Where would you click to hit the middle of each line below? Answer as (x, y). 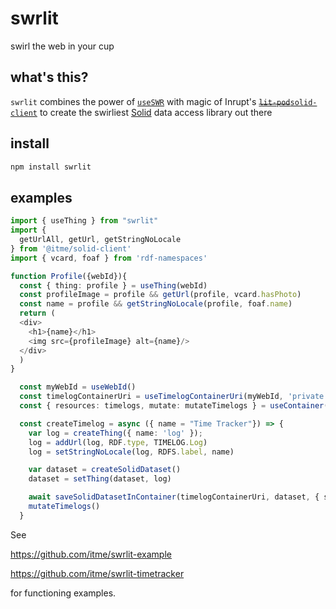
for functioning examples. (63, 593)
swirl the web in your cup (62, 46)
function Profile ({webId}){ (69, 276)
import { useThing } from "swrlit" (84, 221)
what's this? (49, 77)
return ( (37, 313)
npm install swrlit (51, 167)
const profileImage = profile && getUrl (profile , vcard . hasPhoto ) (160, 295)
